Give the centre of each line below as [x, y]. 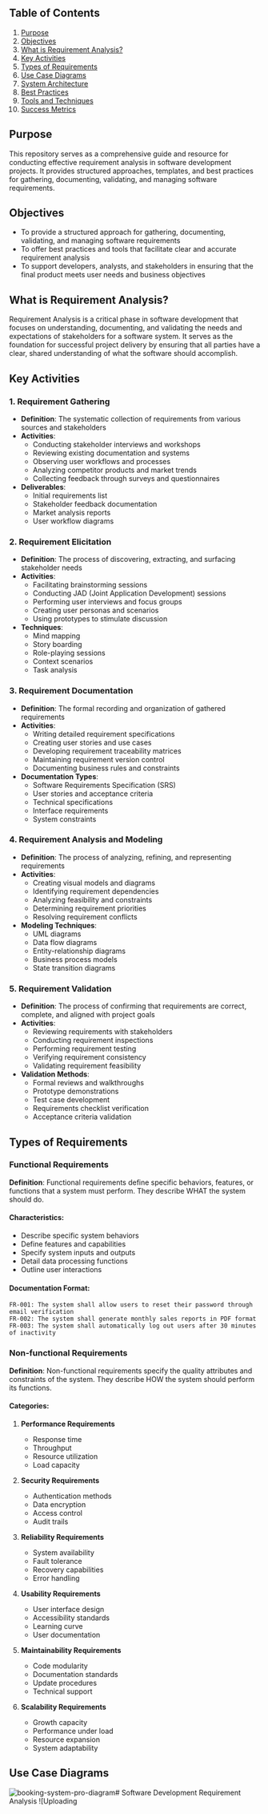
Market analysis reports [72, 512]
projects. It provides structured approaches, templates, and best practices [132, 171]
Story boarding [57, 644]
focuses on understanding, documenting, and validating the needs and [126, 328]
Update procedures [65, 1683]
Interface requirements [70, 810]
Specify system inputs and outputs [78, 1253]
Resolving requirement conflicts [85, 916]
